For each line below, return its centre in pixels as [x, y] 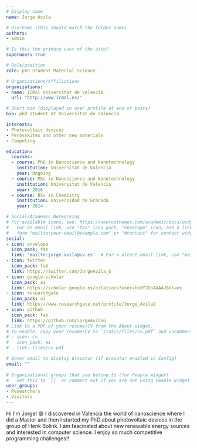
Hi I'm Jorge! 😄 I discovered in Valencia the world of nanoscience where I [95, 413]
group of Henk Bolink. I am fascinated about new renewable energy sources [98, 426]
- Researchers [23, 392]
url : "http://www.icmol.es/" [47, 98]
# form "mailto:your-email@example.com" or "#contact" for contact [93, 233]
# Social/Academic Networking [43, 217]
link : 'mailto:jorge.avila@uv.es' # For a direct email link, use [96, 255]
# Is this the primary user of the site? [57, 49]
